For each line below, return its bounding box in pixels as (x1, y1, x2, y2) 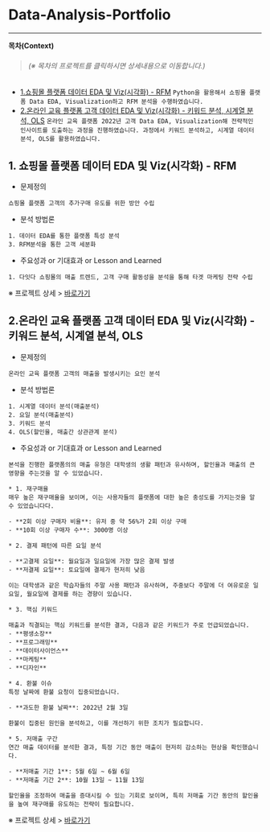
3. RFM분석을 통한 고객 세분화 (8, 240, 96, 249)
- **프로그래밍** (8, 638, 58, 646)
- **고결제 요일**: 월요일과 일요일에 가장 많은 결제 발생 (8, 557, 174, 565)
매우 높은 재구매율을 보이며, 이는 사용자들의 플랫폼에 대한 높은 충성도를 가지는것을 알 (8, 493, 256, 501)
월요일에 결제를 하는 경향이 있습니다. (27, 590, 133, 598)
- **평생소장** (8, 629, 52, 637)
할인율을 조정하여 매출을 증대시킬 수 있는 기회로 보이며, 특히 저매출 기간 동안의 (8, 791, 239, 800)
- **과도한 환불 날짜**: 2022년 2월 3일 (8, 703, 129, 711)
